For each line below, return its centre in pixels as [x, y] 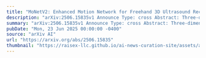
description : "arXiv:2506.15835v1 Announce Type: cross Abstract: [93, 18]
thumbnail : [20, 46]
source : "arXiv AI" [31, 34]
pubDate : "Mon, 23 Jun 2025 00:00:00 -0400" [64, 29]
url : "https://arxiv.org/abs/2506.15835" [60, 40]
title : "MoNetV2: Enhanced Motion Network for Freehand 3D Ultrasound [98, 12]
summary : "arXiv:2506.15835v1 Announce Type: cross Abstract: [87, 23]
